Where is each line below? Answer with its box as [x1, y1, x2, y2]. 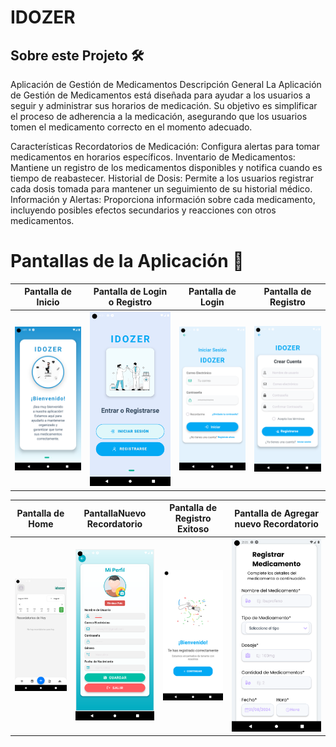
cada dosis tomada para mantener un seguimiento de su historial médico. [10, 183, 313, 195]
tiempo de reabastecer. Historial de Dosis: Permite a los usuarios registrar [10, 172, 315, 184]
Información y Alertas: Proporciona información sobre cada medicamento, [10, 194, 316, 205]
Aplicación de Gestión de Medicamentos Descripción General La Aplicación [10, 79, 322, 90]
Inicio [36, 296, 60, 308]
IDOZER [10, 6, 76, 29]
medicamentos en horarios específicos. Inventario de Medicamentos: [10, 151, 296, 163]
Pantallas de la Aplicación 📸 [10, 250, 245, 273]
